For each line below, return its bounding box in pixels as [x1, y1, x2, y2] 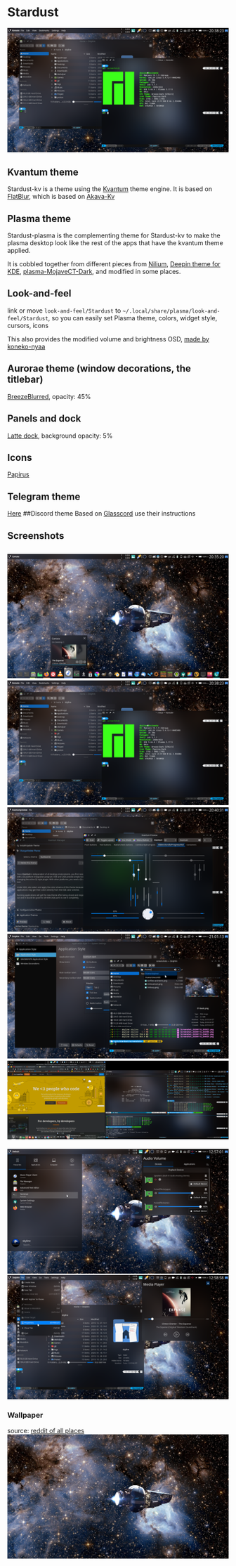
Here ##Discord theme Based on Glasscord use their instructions [7, 509, 196, 518]
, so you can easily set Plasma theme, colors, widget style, [48, 313, 218, 322]
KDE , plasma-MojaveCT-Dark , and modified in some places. [7, 268, 181, 276]
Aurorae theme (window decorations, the [7, 363, 191, 374]
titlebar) [7, 374, 44, 386]
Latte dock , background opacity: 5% [7, 431, 113, 440]
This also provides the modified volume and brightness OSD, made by [7, 334, 209, 343]
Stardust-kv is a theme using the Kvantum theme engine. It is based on [7, 185, 213, 193]
